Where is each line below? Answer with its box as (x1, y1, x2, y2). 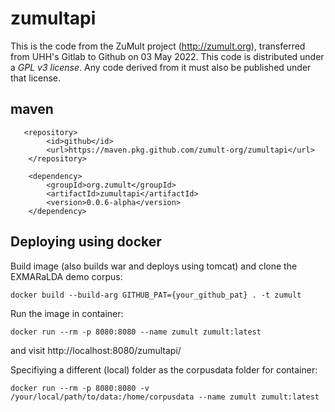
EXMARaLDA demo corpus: (10, 270, 123, 282)
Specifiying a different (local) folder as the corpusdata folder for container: (10, 363, 318, 376)
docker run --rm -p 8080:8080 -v (10, 383, 150, 393)
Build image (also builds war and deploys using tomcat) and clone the (10, 260, 298, 272)
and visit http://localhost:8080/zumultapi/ (10, 344, 182, 356)
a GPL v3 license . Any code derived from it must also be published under (10, 61, 312, 73)
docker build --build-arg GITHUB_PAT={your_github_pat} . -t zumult (10, 290, 302, 300)
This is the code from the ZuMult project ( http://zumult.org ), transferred (10, 40, 306, 52)
